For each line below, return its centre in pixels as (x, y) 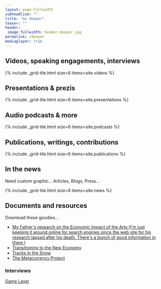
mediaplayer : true (24, 41)
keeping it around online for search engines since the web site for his (81, 232)
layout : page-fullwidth (29, 10)
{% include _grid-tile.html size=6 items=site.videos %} (60, 73)
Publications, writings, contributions (62, 142)
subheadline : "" (21, 14)
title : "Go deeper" (25, 19)
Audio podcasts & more (41, 115)
